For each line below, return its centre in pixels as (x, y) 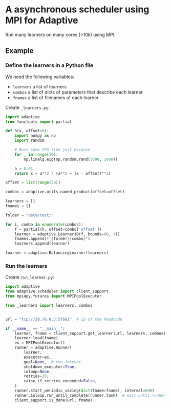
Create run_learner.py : (30, 277)
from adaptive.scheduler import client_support (57, 291)
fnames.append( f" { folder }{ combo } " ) (52, 239)
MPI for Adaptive (42, 20)
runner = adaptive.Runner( (43, 348)
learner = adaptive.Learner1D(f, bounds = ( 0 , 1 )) (67, 234)
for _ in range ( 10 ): (36, 154)
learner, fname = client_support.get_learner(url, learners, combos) (90, 333)
